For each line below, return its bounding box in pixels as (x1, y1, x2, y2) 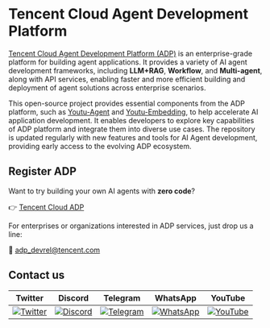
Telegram (103, 292, 141, 303)
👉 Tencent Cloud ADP (8, 202, 85, 212)
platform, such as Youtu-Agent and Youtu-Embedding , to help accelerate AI (8, 106, 259, 117)
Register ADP (8, 164, 77, 178)
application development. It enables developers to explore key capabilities (8, 115, 255, 125)
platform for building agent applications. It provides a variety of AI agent (8, 57, 247, 67)
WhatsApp (154, 292, 197, 303)
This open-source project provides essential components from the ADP (8, 98, 246, 108)
